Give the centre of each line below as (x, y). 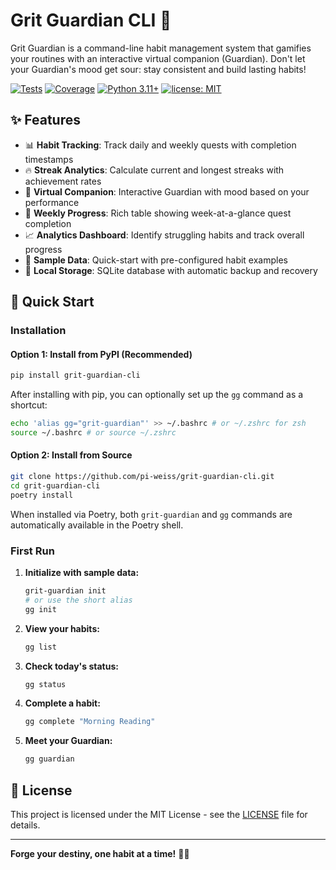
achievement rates (63, 181)
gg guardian (49, 759)
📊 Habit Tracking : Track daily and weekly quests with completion (160, 145)
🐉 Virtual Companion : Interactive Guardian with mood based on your (167, 191)
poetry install (42, 495)
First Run (32, 551)
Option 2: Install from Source (71, 455)
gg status (45, 684)
